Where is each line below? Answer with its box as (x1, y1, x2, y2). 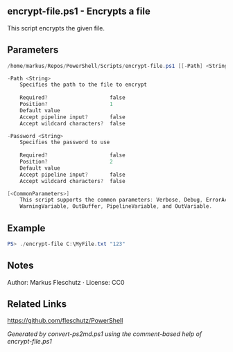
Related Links (7, 298, 67, 310)
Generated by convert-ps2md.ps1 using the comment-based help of (7, 330, 202, 338)
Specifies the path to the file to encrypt (19, 81, 148, 89)
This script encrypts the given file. (7, 24, 105, 32)
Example (7, 222, 46, 234)
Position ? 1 (19, 100, 113, 107)
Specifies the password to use (19, 139, 110, 146)
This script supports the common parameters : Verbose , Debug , (19, 197, 203, 204)
